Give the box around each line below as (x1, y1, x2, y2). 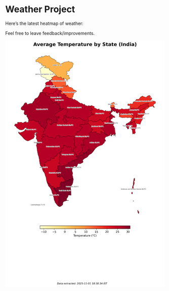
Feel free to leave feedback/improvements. (5, 30, 95, 36)
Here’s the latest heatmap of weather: (5, 20, 83, 26)
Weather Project (5, 4, 75, 15)
